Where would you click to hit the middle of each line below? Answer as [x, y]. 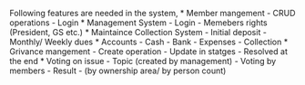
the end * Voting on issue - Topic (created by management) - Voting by [143, 61]
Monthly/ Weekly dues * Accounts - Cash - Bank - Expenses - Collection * [149, 42]
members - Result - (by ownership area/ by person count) [118, 71]
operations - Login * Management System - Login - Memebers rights [139, 23]
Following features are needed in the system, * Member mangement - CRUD [152, 13]
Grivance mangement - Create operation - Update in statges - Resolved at [149, 52]
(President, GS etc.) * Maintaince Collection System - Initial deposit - [138, 32]
